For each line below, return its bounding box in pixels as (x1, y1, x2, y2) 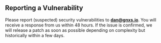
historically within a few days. (5, 32, 65, 38)
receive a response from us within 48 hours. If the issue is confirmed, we (5, 22, 153, 28)
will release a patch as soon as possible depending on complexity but (5, 27, 145, 33)
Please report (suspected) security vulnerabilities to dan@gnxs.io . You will (5, 17, 157, 22)
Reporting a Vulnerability (5, 4, 83, 12)
